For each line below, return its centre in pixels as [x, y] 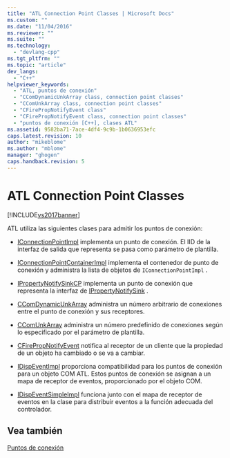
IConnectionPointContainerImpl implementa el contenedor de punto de [118, 262]
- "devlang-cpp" [37, 53]
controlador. [35, 409]
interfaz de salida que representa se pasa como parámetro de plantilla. [118, 249]
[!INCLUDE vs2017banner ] [44, 214]
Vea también [35, 431]
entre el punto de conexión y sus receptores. [81, 311]
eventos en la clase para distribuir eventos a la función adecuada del [115, 401]
